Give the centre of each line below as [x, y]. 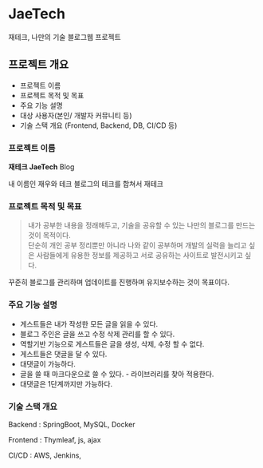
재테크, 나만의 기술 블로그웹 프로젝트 [65, 37]
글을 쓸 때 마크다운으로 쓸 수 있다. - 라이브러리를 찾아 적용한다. [117, 374]
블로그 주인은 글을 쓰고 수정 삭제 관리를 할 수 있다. [97, 334]
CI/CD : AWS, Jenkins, [45, 455]
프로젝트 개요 [39, 65]
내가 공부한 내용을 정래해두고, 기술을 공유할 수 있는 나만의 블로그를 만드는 [141, 225]
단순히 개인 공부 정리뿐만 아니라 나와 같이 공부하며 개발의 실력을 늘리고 [137, 245]
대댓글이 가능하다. [47, 363]
